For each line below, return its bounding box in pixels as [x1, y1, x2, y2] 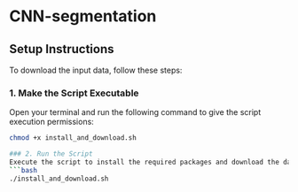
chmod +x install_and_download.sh [9, 134, 137, 142]
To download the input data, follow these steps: [9, 65, 183, 75]
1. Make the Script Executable [9, 87, 139, 99]
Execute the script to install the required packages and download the [9, 157, 279, 167]
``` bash [9, 165, 38, 174]
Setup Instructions [9, 42, 114, 57]
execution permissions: [9, 117, 95, 127]
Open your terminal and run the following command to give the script [9, 107, 262, 118]
